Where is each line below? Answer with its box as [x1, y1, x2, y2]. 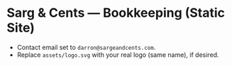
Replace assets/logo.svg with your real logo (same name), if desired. [16, 51, 219, 59]
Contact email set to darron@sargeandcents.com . [16, 43, 156, 51]
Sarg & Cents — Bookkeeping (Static [6, 5, 225, 21]
